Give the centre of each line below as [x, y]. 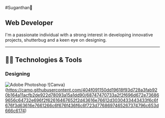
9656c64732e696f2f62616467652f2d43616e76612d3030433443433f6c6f [82, 100]
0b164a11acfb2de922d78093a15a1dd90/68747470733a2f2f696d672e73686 [82, 95]
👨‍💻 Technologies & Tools [44, 60]
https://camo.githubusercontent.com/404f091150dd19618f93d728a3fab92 [82, 90]
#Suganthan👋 [19, 8]
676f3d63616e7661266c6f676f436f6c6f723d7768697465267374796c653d [82, 105]
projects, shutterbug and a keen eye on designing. [56, 40]
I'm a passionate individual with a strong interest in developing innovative [79, 35]
